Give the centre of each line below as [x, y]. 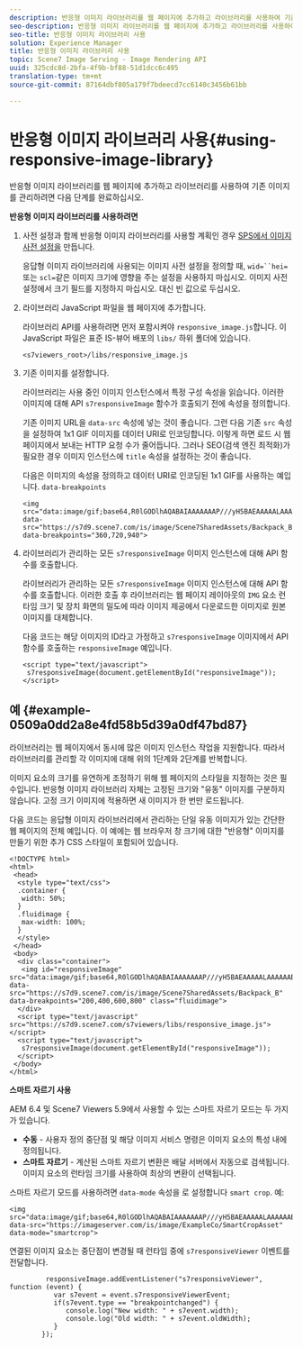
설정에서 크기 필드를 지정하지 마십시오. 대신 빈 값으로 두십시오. [131, 288]
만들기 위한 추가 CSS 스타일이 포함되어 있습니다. [94, 842]
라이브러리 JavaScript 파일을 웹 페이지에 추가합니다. [114, 307]
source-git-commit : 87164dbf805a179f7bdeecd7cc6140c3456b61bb [128, 85]
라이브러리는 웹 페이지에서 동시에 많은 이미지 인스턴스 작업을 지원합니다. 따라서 [147, 748]
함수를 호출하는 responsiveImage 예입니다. [97, 647]
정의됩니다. [42, 1151]
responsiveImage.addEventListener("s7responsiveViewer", [154, 1279]
